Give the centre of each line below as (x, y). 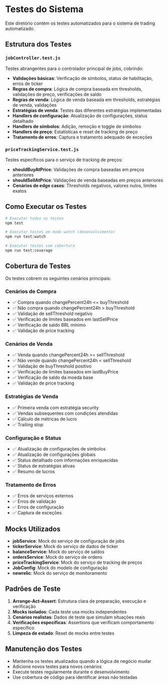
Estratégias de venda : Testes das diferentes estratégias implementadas (87, 110)
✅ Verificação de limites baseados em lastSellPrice (65, 319)
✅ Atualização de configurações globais (54, 454)
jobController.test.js (33, 58)
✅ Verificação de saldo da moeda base (53, 377)
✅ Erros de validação (34, 501)
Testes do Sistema (44, 9)
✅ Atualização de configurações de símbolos (59, 448)
